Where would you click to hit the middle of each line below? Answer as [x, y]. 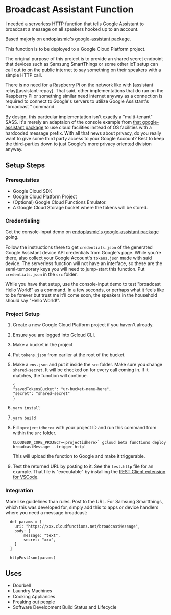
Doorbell [22, 586]
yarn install [27, 408]
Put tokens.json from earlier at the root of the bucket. [69, 355]
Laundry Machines [32, 591]
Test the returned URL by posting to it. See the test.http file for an [83, 466]
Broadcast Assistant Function [69, 9]
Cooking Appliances [34, 597]
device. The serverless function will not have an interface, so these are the [84, 263]
